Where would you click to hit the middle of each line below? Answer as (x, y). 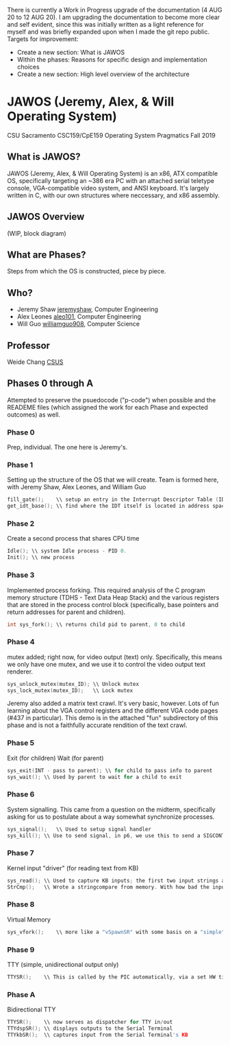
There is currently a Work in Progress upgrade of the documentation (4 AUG (115, 10)
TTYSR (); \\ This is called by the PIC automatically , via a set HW (111, 977)
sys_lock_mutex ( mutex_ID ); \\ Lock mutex (70, 690)
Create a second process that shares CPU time (73, 539)
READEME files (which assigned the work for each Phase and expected (108, 407)
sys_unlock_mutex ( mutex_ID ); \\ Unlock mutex (73, 684)
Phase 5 (21, 743)
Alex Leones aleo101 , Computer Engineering (79, 317)
